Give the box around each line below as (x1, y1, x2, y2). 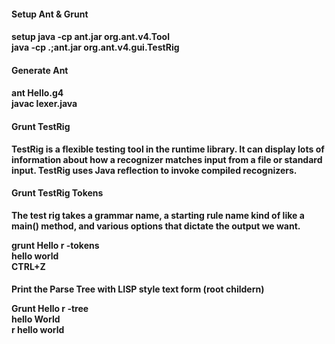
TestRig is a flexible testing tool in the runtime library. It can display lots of (11, 143, 325, 155)
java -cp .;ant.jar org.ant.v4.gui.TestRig (11, 41, 180, 54)
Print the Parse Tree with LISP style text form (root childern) (11, 283, 265, 295)
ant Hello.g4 (11, 87, 64, 99)
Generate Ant (11, 64, 69, 76)
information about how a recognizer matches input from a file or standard (11, 153, 323, 165)
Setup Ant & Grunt (11, 8, 89, 20)
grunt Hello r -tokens (11, 239, 100, 251)
